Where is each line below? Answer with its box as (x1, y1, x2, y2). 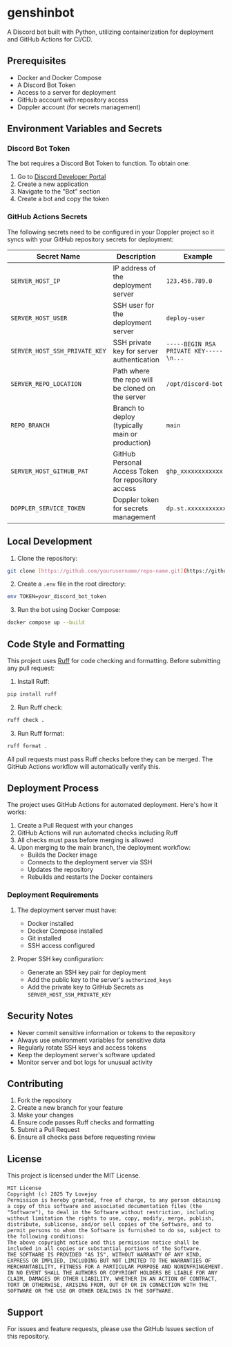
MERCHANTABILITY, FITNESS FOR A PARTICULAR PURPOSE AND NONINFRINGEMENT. (7, 1263, 224, 1270)
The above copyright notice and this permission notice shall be (7, 1239, 199, 1246)
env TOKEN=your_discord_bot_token (7, 593, 107, 600)
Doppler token (113, 494, 159, 504)
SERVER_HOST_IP (10, 277, 61, 285)
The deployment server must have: (17, 906, 117, 914)
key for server (113, 346, 159, 355)
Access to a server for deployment (17, 88, 116, 96)
